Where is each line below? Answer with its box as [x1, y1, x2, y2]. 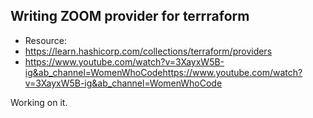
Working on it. [10, 96, 68, 108]
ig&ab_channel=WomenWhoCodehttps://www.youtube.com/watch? [24, 66, 303, 78]
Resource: [24, 34, 68, 46]
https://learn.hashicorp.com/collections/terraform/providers [24, 45, 273, 57]
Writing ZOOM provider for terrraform [10, 8, 250, 25]
